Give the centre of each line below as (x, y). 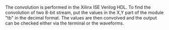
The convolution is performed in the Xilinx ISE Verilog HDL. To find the (78, 7)
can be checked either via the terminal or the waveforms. (65, 23)
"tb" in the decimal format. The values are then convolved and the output (81, 18)
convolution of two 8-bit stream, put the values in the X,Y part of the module (84, 12)
